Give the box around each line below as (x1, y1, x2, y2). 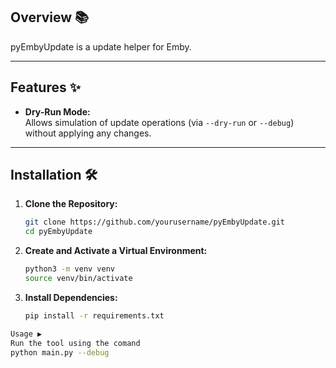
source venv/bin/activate (24, 274, 133, 284)
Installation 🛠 (10, 167, 98, 184)
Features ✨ (10, 79, 81, 96)
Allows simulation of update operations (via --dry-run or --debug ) (24, 116, 295, 128)
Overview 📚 (10, 9, 90, 26)
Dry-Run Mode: (24, 105, 91, 118)
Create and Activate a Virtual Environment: (24, 245, 208, 257)
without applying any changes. (24, 127, 152, 139)
